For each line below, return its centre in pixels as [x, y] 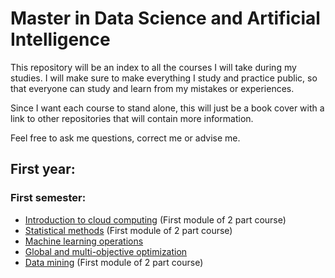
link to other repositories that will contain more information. [132, 118]
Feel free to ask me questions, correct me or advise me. [125, 138]
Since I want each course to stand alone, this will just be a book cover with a [167, 108]
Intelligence [60, 39]
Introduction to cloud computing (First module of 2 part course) [155, 219]
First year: [43, 169]
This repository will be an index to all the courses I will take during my [153, 67]
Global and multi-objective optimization [106, 251]
